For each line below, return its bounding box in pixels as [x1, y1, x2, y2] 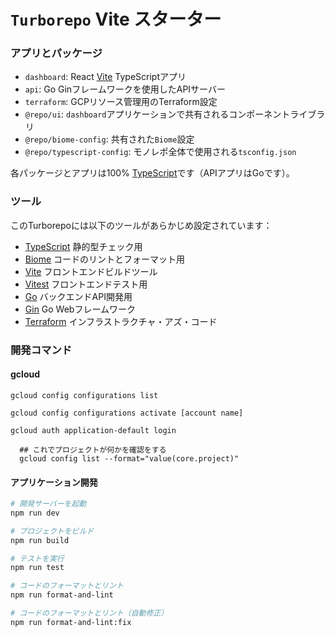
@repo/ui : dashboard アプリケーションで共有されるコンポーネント [24, 108, 291, 120]
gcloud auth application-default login [10, 425, 177, 435]
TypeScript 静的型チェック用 [24, 240, 143, 252]
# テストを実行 [10, 553, 65, 564]
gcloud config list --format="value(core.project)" [19, 453, 240, 464]
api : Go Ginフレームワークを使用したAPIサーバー [24, 83, 226, 95]
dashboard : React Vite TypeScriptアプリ [24, 71, 187, 83]
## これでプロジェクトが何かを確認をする [19, 445, 167, 455]
